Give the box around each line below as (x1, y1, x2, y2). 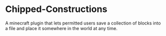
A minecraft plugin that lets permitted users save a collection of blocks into (5, 20, 161, 26)
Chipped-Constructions (5, 3, 107, 15)
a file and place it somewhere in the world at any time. (5, 25, 118, 31)
